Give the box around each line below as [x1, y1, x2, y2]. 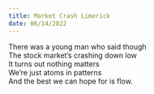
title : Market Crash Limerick [8, 11, 111, 20]
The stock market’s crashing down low [8, 50, 138, 60]
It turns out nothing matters [8, 58, 100, 69]
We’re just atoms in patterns [8, 67, 102, 77]
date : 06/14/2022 [8, 19, 67, 28]
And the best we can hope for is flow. [8, 76, 134, 86]
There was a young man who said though [8, 41, 148, 51]
